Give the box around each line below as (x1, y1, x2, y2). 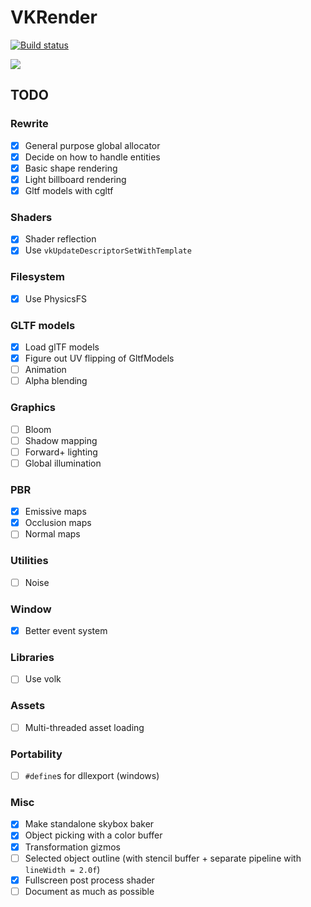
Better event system (24, 624, 108, 636)
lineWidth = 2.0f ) (24, 863, 101, 875)
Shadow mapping (24, 434, 98, 446)
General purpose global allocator (24, 139, 161, 151)
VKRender (10, 6, 98, 29)
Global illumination (24, 457, 102, 469)
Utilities (10, 554, 49, 568)
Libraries (10, 650, 55, 664)
